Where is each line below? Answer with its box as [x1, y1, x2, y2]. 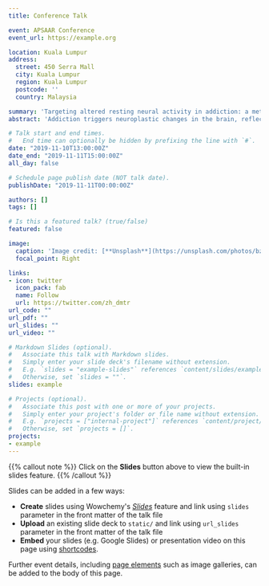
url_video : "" [8, 328, 56, 337]
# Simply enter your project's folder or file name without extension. [8, 410, 260, 418]
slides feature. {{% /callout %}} [8, 470, 112, 480]
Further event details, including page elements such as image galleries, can [8, 560, 258, 569]
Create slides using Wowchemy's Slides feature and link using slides [19, 501, 250, 511]
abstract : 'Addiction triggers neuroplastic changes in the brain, [8, 115, 239, 123]
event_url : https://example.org [8, 34, 116, 42]
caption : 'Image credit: [15, 246, 98, 255]
